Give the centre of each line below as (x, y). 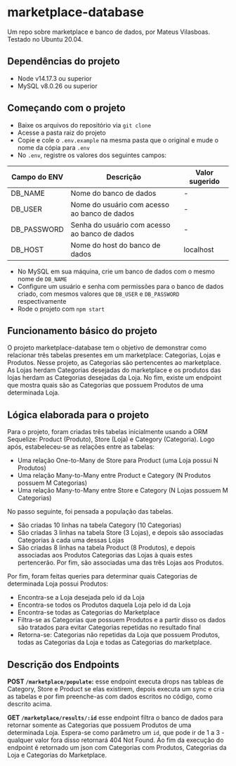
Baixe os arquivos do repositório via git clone (84, 125)
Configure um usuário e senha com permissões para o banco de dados (120, 286)
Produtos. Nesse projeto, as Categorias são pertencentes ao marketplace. (114, 363)
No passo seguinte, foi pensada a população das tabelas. (90, 512)
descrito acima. (30, 704)
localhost (199, 249)
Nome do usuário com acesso (120, 204)
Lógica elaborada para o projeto (78, 415)
